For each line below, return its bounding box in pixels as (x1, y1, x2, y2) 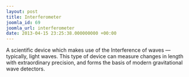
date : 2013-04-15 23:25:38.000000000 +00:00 (6, 31, 117, 36)
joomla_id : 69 (6, 19, 41, 25)
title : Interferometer (6, 14, 62, 20)
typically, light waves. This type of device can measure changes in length (6, 53, 184, 60)
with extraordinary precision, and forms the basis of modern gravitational (6, 59, 183, 66)
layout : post (6, 8, 38, 15)
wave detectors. (6, 65, 45, 72)
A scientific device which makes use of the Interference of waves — (6, 46, 171, 53)
